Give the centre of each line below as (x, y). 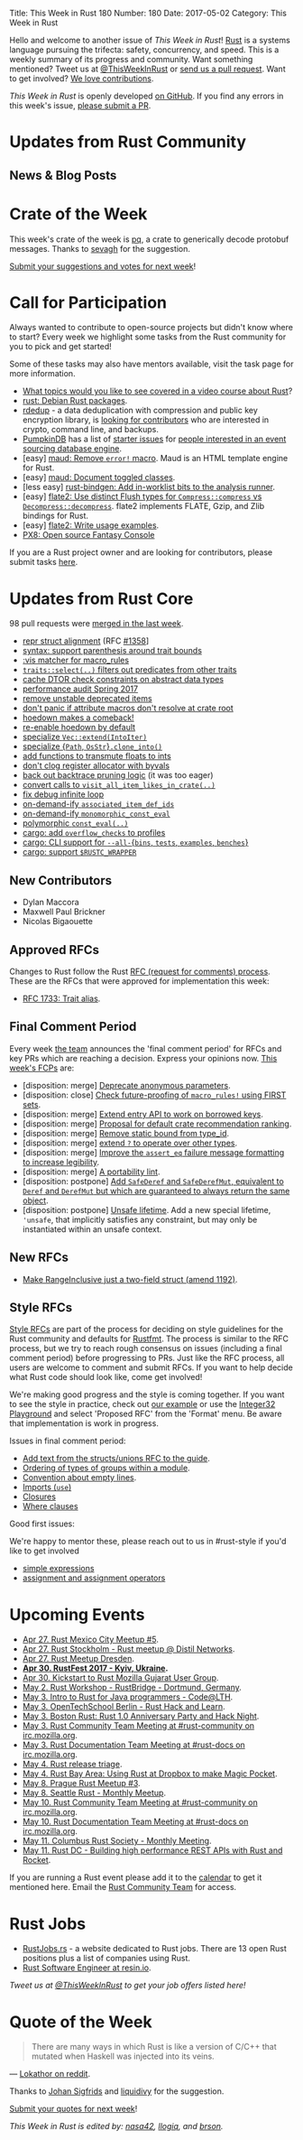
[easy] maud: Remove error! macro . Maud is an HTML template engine (155, 459)
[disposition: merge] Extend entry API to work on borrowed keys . (143, 1114)
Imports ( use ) (47, 1487)
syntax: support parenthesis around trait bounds (112, 651)
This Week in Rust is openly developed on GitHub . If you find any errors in (147, 96)
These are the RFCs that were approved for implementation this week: (139, 981)
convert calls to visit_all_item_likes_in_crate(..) (119, 785)
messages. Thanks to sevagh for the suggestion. (100, 248)
